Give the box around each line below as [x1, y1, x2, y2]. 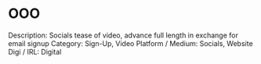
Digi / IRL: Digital [8, 47, 62, 56]
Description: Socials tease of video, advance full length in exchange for [8, 30, 239, 40]
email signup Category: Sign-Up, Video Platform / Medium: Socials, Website [8, 38, 253, 48]
